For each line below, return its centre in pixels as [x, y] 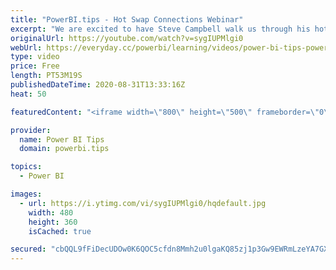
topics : [26, 167]
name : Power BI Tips [62, 139]
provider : [31, 130]
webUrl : [26, 47]
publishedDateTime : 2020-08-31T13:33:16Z [98, 85]
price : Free [35, 66]
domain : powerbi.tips [64, 149]
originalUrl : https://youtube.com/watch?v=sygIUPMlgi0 [127, 38]
